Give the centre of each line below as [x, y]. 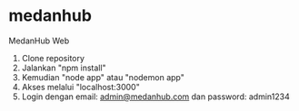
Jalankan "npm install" [64, 68]
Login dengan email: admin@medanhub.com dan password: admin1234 [155, 97]
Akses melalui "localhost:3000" [80, 87]
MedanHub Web [39, 41]
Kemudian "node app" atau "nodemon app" [103, 77]
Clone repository [53, 58]
